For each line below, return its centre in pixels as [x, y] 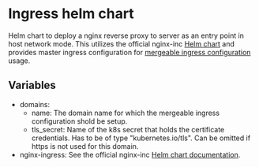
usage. [19, 61]
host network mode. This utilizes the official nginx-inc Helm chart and [122, 43]
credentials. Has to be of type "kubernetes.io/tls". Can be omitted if [141, 138]
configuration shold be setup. [79, 121]
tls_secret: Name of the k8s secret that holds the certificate [128, 129]
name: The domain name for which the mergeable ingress [125, 113]
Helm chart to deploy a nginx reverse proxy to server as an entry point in [126, 35]
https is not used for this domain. [85, 146]
